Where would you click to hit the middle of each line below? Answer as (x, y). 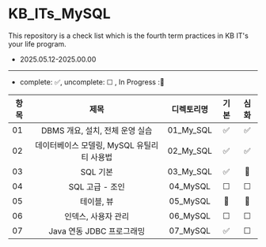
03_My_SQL (190, 171)
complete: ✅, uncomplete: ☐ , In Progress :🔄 (92, 82)
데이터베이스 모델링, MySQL (85, 145)
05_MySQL (190, 200)
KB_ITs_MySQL (59, 14)
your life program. (38, 43)
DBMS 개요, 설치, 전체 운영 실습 (97, 130)
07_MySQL (190, 230)
